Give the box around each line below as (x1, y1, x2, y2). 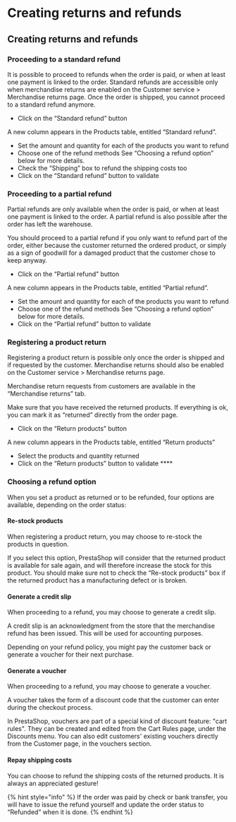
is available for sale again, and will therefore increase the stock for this (7, 561, 212, 569)
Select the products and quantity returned (17, 452, 139, 460)
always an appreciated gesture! (7, 779, 99, 787)
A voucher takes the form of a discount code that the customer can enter (7, 696, 220, 704)
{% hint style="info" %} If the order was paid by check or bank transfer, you (7, 792, 228, 801)
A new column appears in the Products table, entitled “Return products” (7, 438, 216, 446)
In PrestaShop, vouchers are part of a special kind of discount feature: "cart (7, 717, 228, 725)
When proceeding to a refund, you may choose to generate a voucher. (7, 682, 211, 691)
